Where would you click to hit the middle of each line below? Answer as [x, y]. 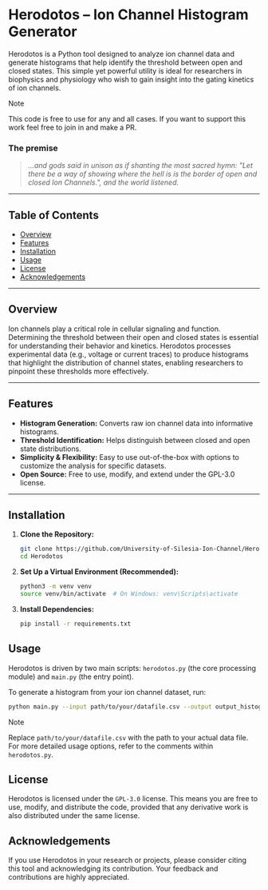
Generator [43, 32]
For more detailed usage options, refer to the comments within [111, 746]
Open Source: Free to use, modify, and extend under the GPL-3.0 [127, 474]
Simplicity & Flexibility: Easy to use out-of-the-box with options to [129, 457]
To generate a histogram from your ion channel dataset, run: [107, 692]
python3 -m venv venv [56, 587]
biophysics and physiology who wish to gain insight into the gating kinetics [131, 79]
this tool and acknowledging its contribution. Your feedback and [113, 868]
